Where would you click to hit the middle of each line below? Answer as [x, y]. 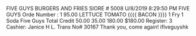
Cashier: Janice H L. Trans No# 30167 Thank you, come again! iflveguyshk [97, 27]
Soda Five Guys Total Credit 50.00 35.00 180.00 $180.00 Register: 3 [89, 21]
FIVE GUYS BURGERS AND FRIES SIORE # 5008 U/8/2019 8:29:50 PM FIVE [98, 8]
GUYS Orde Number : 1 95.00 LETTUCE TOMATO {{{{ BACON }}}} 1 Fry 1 [95, 15]
